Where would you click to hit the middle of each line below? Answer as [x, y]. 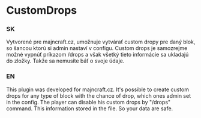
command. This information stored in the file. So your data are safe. [90, 108]
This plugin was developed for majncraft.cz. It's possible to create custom [98, 89]
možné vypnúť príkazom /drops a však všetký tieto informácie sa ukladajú [97, 55]
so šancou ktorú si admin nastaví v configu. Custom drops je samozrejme [97, 48]
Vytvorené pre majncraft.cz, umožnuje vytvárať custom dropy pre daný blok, [101, 42]
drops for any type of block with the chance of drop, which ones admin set [98, 95]
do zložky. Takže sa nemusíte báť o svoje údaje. [65, 61]
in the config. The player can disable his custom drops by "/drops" [88, 102]
